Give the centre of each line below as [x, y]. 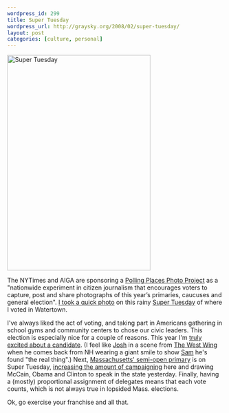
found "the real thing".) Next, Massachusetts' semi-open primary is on [107, 360]
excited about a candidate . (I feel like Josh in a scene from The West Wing [112, 345]
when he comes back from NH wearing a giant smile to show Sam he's [107, 352]
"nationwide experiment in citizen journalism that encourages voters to [107, 288]
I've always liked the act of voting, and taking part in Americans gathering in [115, 323]
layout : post [26, 33]
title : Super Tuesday [38, 20]
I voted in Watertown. [37, 310]
